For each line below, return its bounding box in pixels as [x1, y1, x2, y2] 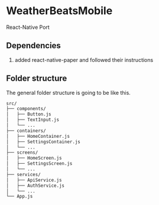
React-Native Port [6, 24, 50, 31]
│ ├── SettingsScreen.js [6, 161, 73, 167]
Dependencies [6, 41, 61, 51]
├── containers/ [6, 128, 46, 134]
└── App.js [6, 193, 33, 200]
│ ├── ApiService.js [6, 177, 62, 183]
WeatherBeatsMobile [6, 4, 113, 18]
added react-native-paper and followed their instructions [14, 56, 154, 63]
